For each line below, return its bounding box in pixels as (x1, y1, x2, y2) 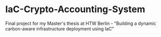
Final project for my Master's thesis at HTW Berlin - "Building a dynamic (5, 20, 156, 26)
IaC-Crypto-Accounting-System (5, 4, 145, 15)
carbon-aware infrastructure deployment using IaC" (5, 25, 115, 31)
